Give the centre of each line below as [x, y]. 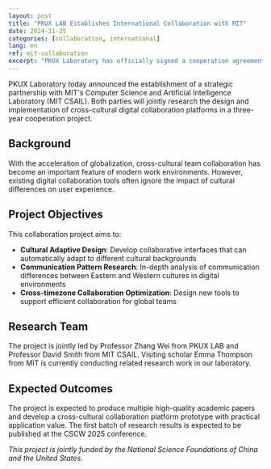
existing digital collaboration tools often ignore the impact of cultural [122, 180]
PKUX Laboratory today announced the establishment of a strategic [121, 84]
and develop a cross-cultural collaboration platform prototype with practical [134, 416]
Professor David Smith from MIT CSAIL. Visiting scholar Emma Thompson [130, 355]
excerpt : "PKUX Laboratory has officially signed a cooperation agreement [137, 61]
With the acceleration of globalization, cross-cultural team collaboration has [134, 163]
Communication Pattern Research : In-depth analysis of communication [140, 267]
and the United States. [46, 458]
